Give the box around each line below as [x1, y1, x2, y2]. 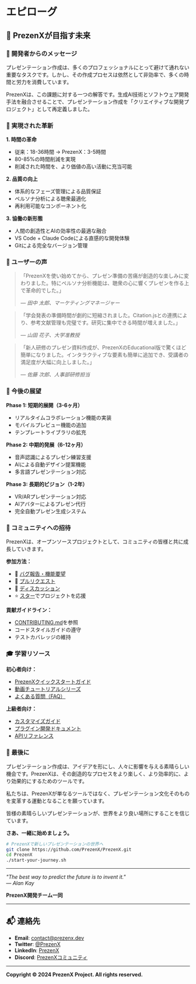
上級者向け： [6, 706, 37, 713]
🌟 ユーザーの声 [6, 258, 48, 266]
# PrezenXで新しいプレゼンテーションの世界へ [6, 841, 104, 847]
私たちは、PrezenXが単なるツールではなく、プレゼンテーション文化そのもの [6, 790, 190, 797]
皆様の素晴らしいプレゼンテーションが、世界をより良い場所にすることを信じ [6, 810, 190, 817]
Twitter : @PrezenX [14, 940, 61, 948]
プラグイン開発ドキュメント [14, 725, 82, 732]
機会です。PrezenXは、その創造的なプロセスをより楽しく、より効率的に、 [6, 770, 184, 777]
